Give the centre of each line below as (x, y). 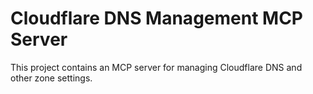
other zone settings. (51, 78)
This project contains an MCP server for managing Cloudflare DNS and (156, 67)
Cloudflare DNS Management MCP (156, 18)
